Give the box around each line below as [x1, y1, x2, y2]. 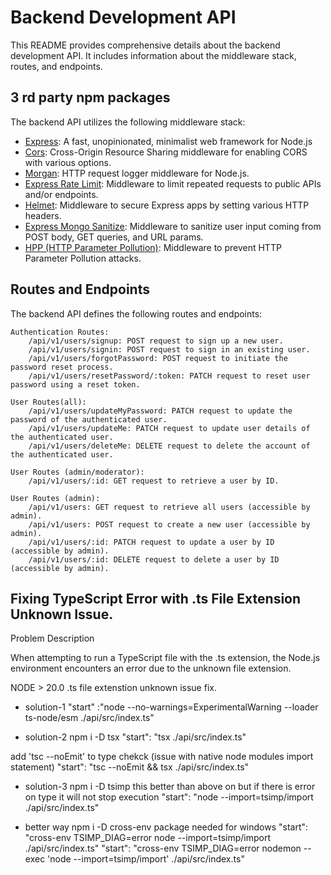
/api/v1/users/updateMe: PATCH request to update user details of [28, 423, 311, 433]
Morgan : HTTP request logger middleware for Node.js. [24, 167, 250, 179]
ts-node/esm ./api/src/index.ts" [24, 712, 155, 724]
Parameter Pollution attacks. [24, 252, 142, 264]
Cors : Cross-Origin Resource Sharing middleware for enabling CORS [24, 146, 308, 158]
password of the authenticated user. [10, 414, 168, 425]
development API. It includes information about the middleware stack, [10, 49, 297, 61]
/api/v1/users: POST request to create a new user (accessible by [28, 519, 311, 530]
